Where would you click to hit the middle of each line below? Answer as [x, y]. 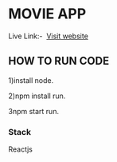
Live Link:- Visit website [49, 36]
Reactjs [21, 149]
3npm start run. [34, 111]
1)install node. [31, 80]
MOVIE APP [47, 14]
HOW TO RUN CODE [59, 61]
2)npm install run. [37, 96]
